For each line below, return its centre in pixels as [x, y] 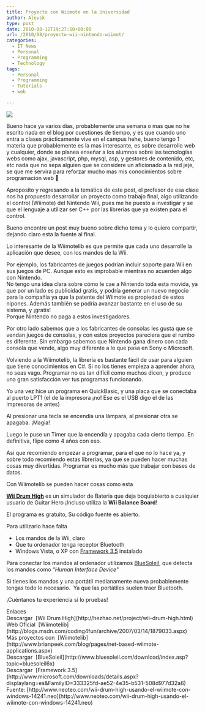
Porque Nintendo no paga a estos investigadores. [69, 317]
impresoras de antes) [33, 404]
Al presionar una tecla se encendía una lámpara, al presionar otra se [92, 416]
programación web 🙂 [33, 178]
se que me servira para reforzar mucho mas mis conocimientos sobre [94, 171]
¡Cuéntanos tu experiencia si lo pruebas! [57, 599]
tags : [13, 69]
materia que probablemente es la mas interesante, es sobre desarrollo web [101, 145]
